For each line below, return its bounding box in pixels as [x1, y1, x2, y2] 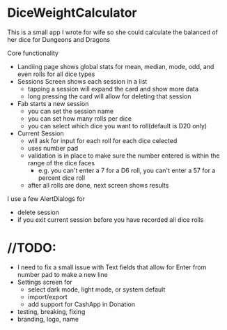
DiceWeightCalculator [7, 5, 137, 21]
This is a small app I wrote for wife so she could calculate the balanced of [7, 28, 218, 36]
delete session [17, 208, 60, 216]
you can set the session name [27, 107, 113, 115]
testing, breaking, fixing [17, 307, 86, 315]
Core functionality [7, 49, 59, 57]
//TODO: [7, 240, 57, 256]
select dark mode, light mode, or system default [27, 285, 166, 294]
